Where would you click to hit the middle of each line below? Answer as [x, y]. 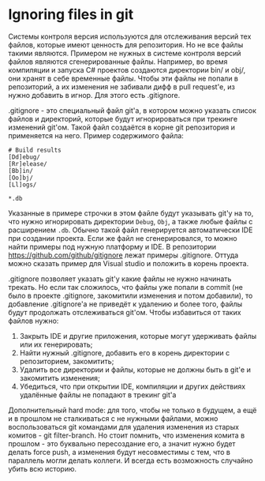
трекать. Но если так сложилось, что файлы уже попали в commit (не [125, 287]
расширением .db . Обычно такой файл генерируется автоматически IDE [131, 230]
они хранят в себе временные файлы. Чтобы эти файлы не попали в [123, 78]
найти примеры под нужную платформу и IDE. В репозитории [112, 246]
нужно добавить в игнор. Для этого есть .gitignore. [94, 95]
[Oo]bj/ [21, 178]
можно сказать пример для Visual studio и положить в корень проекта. [129, 263]
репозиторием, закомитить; [67, 361]
